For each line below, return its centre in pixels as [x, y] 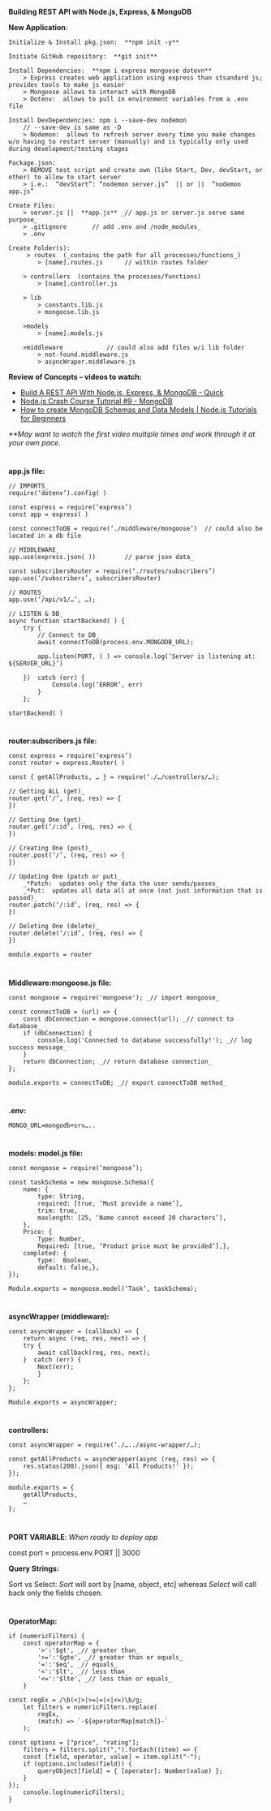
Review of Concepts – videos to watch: [75, 377]
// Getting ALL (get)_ [47, 792]
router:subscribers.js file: [53, 741]
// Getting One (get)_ [47, 820]
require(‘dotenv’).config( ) [58, 493]
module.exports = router [50, 955]
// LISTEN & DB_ [36, 614]
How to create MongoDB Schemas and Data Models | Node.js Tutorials [138, 410]
